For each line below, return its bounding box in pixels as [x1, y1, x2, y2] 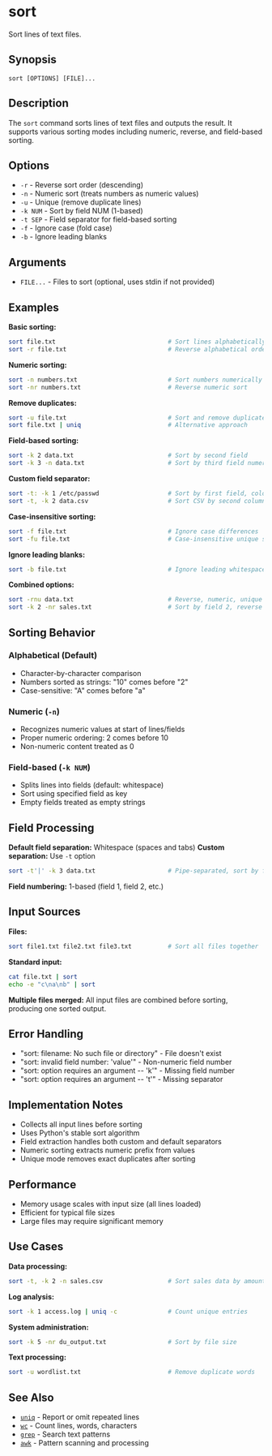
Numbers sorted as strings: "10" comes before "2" [19, 677, 189, 687]
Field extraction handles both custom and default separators [19, 1137, 223, 1147]
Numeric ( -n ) [8, 705, 61, 717]
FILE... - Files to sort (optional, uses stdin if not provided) [19, 277, 215, 286]
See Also [8, 1390, 54, 1404]
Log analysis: [8, 1291, 55, 1301]
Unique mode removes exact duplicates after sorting [19, 1154, 196, 1164]
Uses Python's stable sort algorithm [19, 1128, 140, 1138]
